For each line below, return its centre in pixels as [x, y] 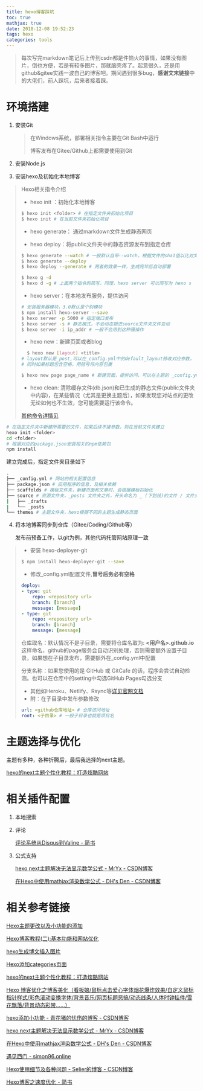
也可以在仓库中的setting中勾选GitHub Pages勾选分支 [97, 678]
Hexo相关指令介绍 [43, 189]
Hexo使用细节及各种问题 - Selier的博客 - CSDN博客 [70, 1069]
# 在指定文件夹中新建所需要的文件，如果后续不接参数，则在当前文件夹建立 [85, 427]
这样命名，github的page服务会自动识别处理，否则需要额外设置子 [101, 650]
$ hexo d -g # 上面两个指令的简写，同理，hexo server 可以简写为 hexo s [106, 283]
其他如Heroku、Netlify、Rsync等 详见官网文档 [87, 691]
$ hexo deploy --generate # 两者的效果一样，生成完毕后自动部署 [96, 267]
